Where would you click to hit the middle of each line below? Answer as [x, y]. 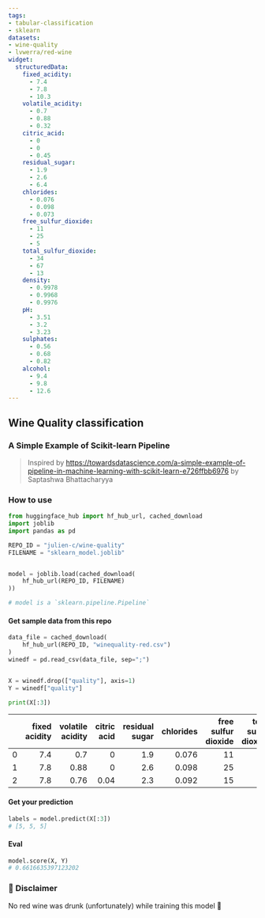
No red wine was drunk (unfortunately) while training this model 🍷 [115, 905]
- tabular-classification [50, 23]
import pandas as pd [42, 531]
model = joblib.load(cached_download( [72, 574]
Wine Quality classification [76, 423]
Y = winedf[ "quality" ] [45, 688]
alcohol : [37, 369]
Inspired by [46, 462]
